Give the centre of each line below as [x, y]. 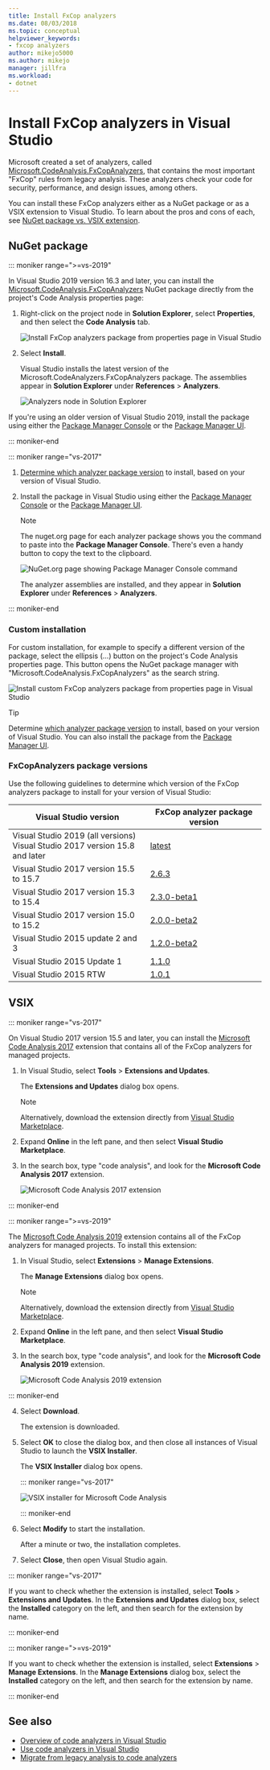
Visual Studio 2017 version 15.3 [74, 891]
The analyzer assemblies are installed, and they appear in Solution [131, 585]
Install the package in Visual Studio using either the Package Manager [136, 496]
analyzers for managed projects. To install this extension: [103, 1245]
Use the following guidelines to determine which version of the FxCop [124, 783]
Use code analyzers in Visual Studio [80, 1749]
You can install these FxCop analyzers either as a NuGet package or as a [129, 204]
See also [30, 1721]
